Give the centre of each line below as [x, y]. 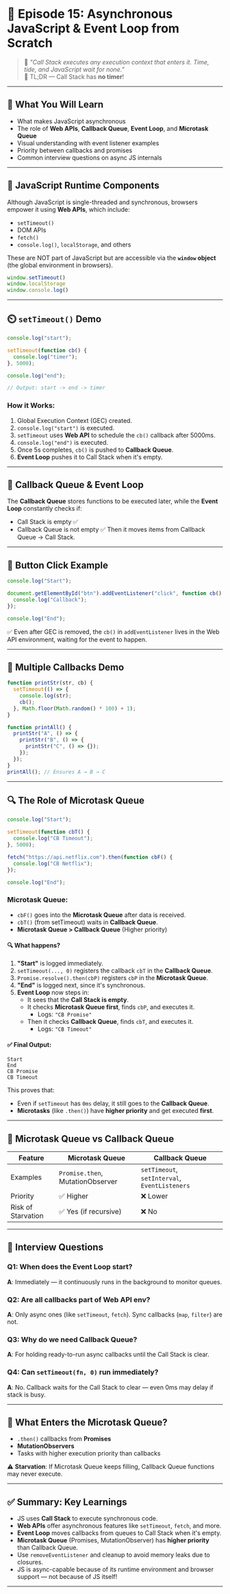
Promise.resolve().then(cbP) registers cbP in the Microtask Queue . [113, 978]
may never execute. [35, 1474]
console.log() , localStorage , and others [74, 244]
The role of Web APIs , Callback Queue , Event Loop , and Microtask [113, 128]
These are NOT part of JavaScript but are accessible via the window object [112, 258]
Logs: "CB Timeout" [65, 1029]
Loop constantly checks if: [44, 508]
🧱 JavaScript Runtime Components [83, 185]
